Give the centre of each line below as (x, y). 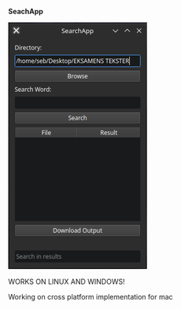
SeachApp (26, 11)
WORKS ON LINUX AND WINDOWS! (66, 281)
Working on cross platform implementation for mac (90, 297)
